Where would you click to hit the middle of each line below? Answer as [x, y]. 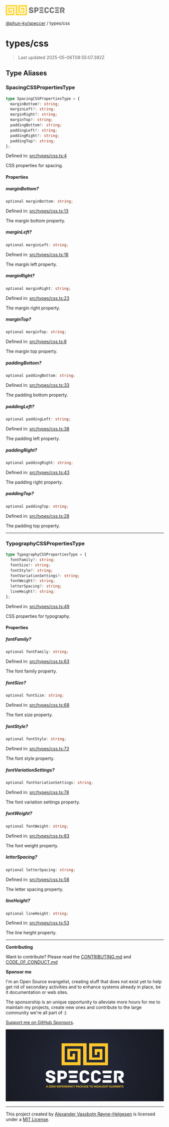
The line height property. [31, 933]
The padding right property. [34, 482]
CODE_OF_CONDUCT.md [32, 962]
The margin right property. [33, 308]
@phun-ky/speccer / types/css [38, 23]
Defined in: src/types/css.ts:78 [37, 792]
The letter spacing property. [35, 889]
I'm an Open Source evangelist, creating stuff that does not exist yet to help [84, 982]
